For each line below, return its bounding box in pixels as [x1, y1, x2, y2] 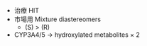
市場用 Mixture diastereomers [13, 15, 102, 23]
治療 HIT [13, 6, 39, 14]
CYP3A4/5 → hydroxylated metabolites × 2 [13, 30, 141, 39]
